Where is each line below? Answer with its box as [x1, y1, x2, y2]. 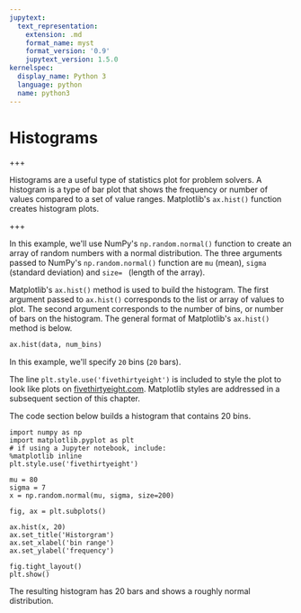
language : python [17, 80, 83, 89]
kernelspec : [9, 64, 54, 73]
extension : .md [25, 30, 83, 39]
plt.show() [9, 570, 50, 580]
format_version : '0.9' [25, 47, 111, 56]
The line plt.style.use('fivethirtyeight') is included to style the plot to [9, 374, 282, 385]
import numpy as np [9, 428, 83, 437]
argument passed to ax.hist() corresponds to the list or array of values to [9, 294, 285, 305]
